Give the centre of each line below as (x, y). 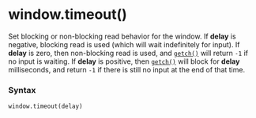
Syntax (22, 90)
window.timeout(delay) (45, 107)
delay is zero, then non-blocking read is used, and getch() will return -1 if (128, 53)
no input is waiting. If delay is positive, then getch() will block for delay (124, 61)
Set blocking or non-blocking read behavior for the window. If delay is (122, 36)
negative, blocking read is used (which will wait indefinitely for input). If (124, 44)
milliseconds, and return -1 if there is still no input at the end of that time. (127, 69)
